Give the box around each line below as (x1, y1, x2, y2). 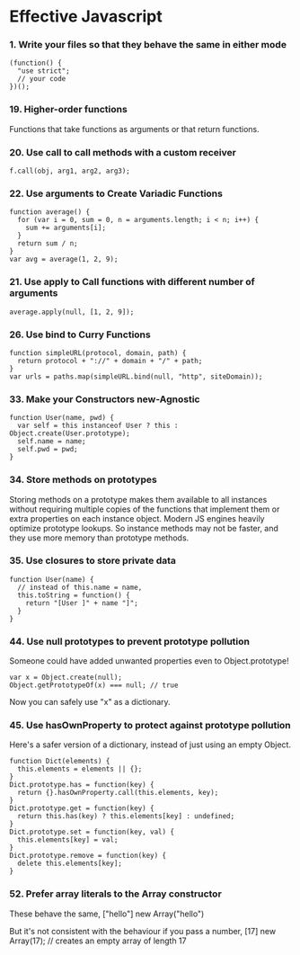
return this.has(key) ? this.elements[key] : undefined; (17, 812, 235, 821)
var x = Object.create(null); (9, 673, 123, 683)
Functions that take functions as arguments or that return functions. (9, 123, 260, 134)
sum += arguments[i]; (25, 223, 106, 233)
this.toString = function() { (17, 591, 130, 600)
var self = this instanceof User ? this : (17, 421, 179, 431)
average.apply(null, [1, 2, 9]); (9, 308, 135, 317)
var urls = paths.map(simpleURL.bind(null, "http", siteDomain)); (9, 371, 263, 381)
